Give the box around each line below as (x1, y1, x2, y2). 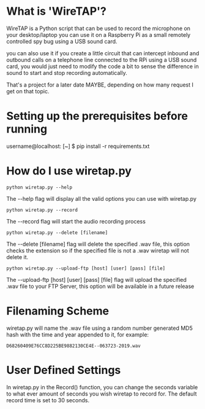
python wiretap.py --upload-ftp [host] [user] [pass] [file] (6, 265, 166, 271)
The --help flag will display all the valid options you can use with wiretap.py (6, 195, 197, 202)
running (6, 122, 48, 136)
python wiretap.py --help (6, 184, 72, 190)
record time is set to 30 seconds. (6, 396, 90, 403)
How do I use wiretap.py (6, 164, 132, 178)
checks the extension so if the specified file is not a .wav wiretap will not (6, 247, 189, 254)
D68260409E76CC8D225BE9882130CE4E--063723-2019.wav (6, 343, 141, 349)
